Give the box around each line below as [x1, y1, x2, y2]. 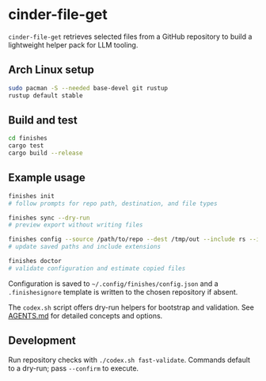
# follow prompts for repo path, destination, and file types [8, 200, 218, 208]
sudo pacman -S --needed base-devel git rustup [8, 84, 169, 92]
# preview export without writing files [8, 221, 144, 229]
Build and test [8, 113, 78, 127]
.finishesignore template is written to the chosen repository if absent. [8, 287, 238, 296]
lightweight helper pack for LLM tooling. [8, 40, 139, 49]
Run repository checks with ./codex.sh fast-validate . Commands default [8, 355, 251, 364]
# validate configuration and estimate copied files [8, 264, 186, 272]
